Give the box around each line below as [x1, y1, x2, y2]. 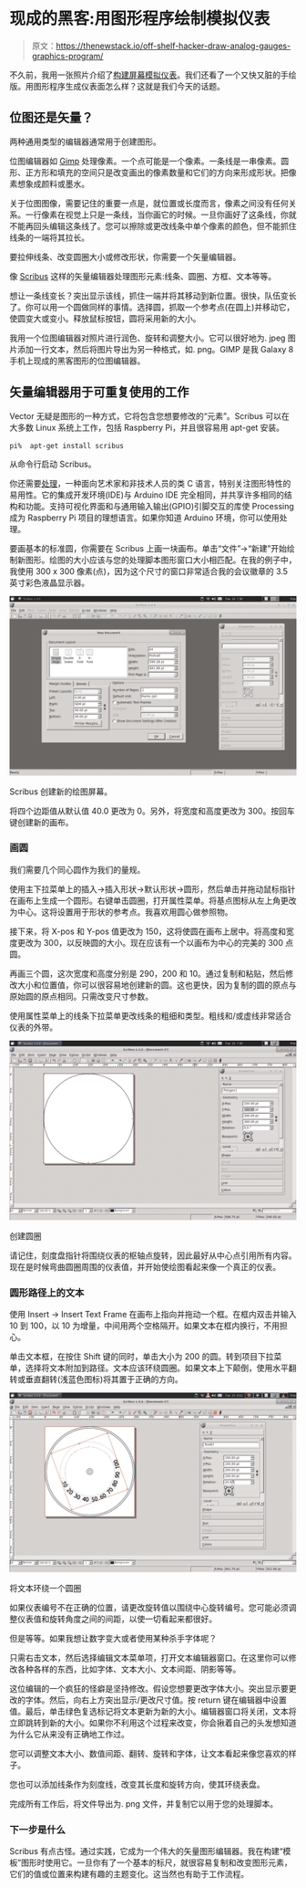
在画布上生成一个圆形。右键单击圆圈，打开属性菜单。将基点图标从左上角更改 [9, 895, 297, 906]
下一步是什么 [9, 1823, 66, 1836]
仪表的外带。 [9, 1022, 57, 1033]
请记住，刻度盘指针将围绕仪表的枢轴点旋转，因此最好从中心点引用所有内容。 [9, 1250, 297, 1261]
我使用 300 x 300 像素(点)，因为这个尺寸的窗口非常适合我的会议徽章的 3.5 [9, 565, 289, 576]
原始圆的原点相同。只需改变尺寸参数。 [9, 991, 153, 1002]
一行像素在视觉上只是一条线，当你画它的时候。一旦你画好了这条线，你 [25, 209, 289, 220]
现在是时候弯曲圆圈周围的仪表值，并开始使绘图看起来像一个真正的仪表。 [9, 1261, 280, 1272]
